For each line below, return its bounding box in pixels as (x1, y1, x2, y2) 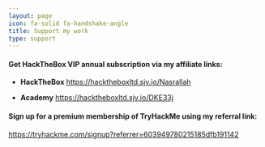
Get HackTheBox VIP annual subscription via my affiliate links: (8, 59, 223, 69)
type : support (8, 34, 57, 43)
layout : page (8, 11, 53, 20)
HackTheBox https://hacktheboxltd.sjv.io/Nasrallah (19, 78, 192, 87)
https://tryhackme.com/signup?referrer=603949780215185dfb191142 (8, 129, 239, 139)
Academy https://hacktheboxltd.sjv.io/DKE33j (19, 93, 174, 103)
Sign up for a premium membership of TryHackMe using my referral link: (8, 111, 258, 121)
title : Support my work (8, 27, 89, 35)
